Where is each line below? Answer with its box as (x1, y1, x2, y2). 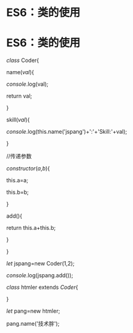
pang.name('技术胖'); (6, 320, 60, 327)
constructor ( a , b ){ (6, 165, 50, 172)
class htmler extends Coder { (6, 283, 78, 291)
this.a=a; (6, 177, 29, 184)
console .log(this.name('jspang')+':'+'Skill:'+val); (6, 128, 128, 136)
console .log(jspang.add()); (6, 272, 73, 279)
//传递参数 (6, 153, 32, 160)
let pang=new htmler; (6, 307, 60, 315)
